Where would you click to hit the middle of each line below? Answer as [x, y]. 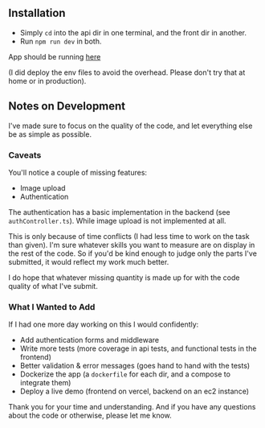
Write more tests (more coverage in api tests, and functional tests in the [138, 348]
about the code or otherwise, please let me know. [90, 416]
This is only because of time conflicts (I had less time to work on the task [129, 236]
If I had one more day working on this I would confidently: [104, 324]
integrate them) [45, 383]
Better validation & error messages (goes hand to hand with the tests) [135, 366]
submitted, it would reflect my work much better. [89, 261]
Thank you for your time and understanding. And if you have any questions [132, 407]
